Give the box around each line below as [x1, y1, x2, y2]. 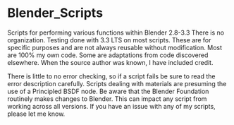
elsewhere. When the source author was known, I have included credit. [7, 58, 214, 66]
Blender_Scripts [7, 5, 104, 21]
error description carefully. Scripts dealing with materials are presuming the [7, 79, 227, 88]
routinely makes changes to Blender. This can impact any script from [7, 94, 207, 103]
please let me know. [7, 109, 66, 118]
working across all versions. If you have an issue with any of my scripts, [7, 102, 216, 110]
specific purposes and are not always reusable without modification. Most [7, 43, 223, 52]
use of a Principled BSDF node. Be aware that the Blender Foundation [7, 87, 209, 95]
